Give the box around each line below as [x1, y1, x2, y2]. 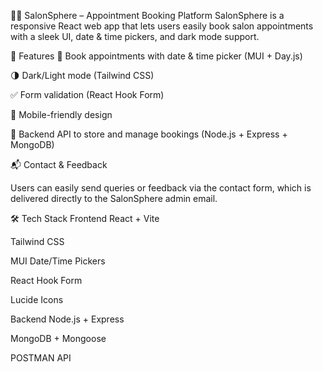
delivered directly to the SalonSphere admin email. [10, 193, 218, 204]
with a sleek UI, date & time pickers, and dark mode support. [10, 31, 260, 42]
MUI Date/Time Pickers [10, 255, 106, 267]
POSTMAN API [10, 352, 72, 364]
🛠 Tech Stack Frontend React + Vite [10, 213, 160, 224]
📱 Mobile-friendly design [10, 109, 113, 120]
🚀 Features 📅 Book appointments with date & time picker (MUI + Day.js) [10, 50, 303, 62]
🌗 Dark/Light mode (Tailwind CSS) [10, 70, 155, 81]
